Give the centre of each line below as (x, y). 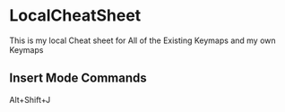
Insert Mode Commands (78, 78)
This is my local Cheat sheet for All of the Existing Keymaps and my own (142, 40)
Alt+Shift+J (30, 99)
